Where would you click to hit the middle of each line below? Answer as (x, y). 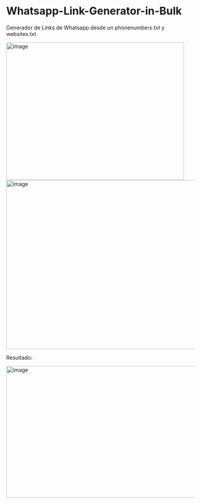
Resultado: (19, 357)
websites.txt (21, 34)
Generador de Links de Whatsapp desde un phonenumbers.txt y (86, 28)
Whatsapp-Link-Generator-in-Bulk (94, 11)
